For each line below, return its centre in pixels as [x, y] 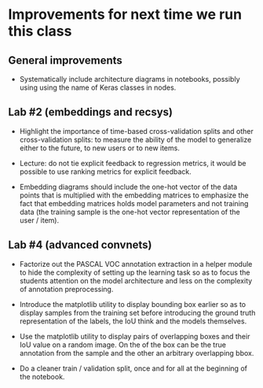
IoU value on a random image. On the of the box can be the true [122, 345]
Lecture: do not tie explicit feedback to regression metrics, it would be [133, 163]
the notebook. [42, 376]
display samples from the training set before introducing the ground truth [137, 312]
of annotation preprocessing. [66, 289]
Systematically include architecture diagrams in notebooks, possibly [130, 79]
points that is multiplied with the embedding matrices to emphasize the [134, 195]
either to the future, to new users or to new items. [100, 148]
